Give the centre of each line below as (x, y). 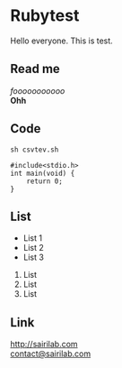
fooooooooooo (38, 90)
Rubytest (45, 16)
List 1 (33, 238)
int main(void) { (43, 173)
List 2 (33, 248)
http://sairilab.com (44, 345)
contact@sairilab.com (51, 354)
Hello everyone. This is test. (61, 41)
